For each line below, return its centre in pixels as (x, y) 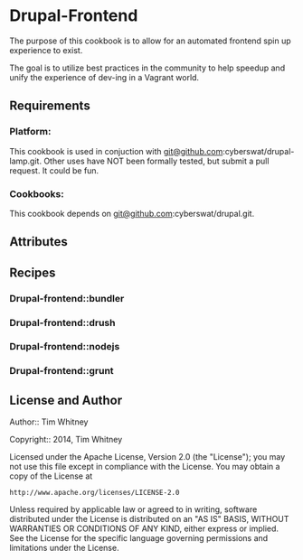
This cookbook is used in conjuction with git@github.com (116, 151)
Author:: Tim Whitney (49, 422)
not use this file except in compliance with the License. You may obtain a (145, 467)
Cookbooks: (37, 193)
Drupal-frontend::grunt (62, 371)
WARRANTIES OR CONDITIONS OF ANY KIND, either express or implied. (144, 528)
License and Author (66, 400)
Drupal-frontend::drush (62, 322)
